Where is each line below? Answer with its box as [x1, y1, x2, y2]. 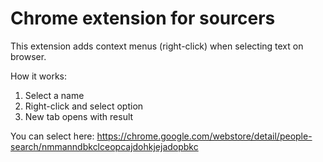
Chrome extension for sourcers [10, 7, 276, 30]
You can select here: [10, 130, 95, 142]
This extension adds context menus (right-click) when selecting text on [10, 40, 304, 52]
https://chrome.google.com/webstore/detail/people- [96, 130, 313, 142]
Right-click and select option [24, 100, 144, 112]
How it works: [10, 70, 68, 82]
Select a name [24, 89, 85, 101]
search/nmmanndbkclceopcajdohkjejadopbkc [10, 140, 199, 152]
